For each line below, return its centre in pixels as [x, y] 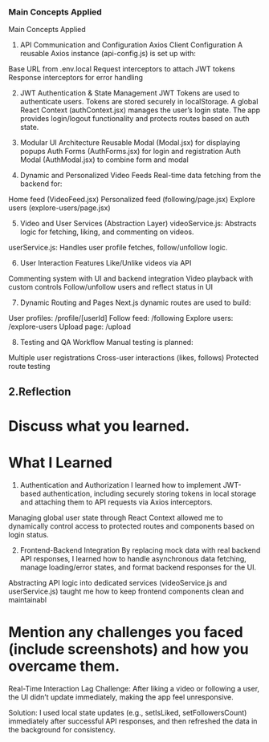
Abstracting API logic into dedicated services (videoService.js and [118, 582]
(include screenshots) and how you [128, 649]
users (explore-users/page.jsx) [59, 208]
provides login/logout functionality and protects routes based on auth [135, 119]
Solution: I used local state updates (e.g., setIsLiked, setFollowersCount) [128, 712]
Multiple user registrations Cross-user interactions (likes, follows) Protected [134, 358]
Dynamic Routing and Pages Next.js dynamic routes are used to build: [135, 302]
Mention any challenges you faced [126, 632]
